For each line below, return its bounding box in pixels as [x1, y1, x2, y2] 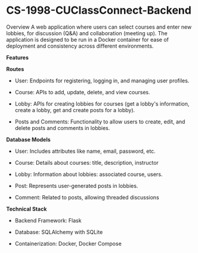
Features [6, 54, 29, 61]
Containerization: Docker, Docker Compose [14, 240, 122, 247]
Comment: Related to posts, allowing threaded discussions [14, 193, 159, 200]
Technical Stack [6, 205, 47, 212]
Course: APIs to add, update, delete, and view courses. [14, 88, 150, 95]
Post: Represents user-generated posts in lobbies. [14, 182, 138, 189]
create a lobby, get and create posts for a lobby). [14, 106, 135, 113]
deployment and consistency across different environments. [6, 42, 154, 50]
